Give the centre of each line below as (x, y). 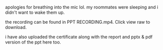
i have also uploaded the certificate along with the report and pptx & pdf (79, 37)
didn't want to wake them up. (35, 12)
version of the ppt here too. (33, 42)
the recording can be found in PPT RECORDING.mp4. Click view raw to (78, 22)
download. (16, 27)
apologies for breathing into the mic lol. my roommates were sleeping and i (81, 7)
